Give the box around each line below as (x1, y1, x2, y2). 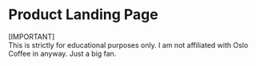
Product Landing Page (8, 6, 158, 24)
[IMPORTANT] (8, 32, 55, 41)
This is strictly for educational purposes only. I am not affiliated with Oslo (8, 40, 249, 49)
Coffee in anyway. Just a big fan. (8, 49, 117, 58)
